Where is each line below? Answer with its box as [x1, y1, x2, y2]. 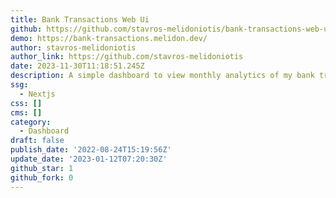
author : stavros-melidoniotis [10, 42, 137, 53]
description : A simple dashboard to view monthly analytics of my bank [10, 71, 315, 81]
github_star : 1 [10, 163, 74, 173]
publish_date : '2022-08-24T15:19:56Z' [10, 145, 172, 155]
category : [10, 117, 52, 127]
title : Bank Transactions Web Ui [10, 14, 150, 25]
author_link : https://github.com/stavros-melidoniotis [10, 52, 244, 62]
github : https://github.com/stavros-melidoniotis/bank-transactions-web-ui [10, 24, 333, 34]
